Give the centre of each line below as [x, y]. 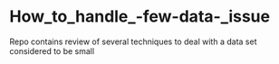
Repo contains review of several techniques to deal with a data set [133, 41]
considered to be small [52, 50]
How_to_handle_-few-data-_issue [139, 17]
